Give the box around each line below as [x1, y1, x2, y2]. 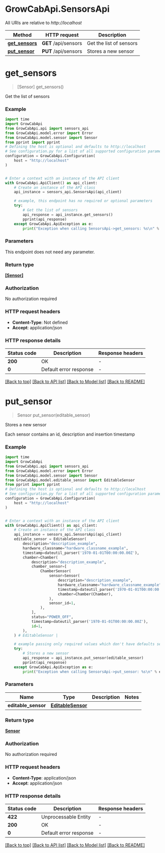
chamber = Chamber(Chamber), [57, 591, 113, 597]
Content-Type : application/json [12, 775, 76, 781]
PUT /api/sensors [41, 48, 82, 55]
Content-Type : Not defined [12, 319, 68, 325]
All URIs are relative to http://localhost [5, 20, 82, 26]
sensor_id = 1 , [49, 601, 76, 606]
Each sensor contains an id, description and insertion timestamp [5, 431, 135, 437]
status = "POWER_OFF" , [31, 614, 74, 619]
